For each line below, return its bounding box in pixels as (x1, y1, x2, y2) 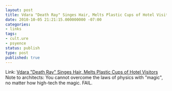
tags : (5, 31, 17, 36)
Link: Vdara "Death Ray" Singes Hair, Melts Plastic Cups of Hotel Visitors (5, 69, 158, 75)
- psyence (5, 41, 27, 46)
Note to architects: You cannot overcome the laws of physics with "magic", (5, 75, 163, 81)
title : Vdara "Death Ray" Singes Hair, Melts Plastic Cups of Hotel (5, 12, 155, 17)
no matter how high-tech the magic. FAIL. (5, 80, 93, 86)
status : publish (5, 45, 40, 51)
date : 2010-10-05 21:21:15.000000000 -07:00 (5, 17, 102, 22)
